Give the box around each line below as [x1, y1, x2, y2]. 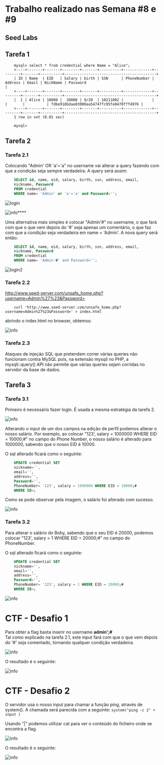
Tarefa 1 [5, 50, 30, 59]
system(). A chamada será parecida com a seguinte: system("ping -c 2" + [5, 706, 156, 712]
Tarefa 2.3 [5, 340, 30, 347]
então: [5, 235, 18, 240]
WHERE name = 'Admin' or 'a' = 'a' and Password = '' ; [14, 191, 117, 196]
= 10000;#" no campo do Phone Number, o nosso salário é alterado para [5, 436, 152, 442]
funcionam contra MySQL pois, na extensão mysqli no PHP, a [5, 356, 129, 362]
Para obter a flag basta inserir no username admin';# [5, 629, 113, 635]
